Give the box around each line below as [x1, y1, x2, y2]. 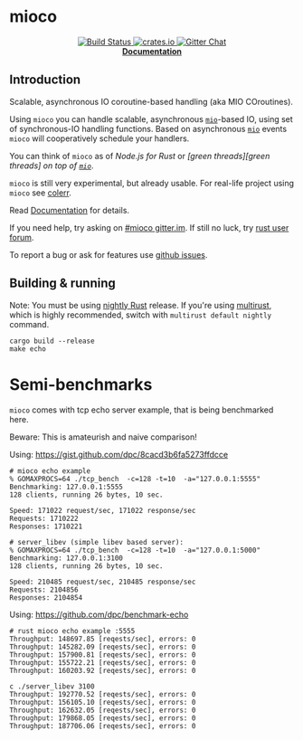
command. [9, 318, 50, 329]
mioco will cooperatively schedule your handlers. [9, 133, 190, 144]
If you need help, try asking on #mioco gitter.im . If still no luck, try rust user [9, 222, 289, 232]
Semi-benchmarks [9, 374, 153, 394]
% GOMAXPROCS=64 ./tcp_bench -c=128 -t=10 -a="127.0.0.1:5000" [9, 546, 260, 555]
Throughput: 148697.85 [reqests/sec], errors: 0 [9, 634, 196, 643]
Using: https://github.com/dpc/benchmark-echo [9, 609, 189, 620]
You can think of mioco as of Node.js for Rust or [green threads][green [9, 150, 270, 161]
